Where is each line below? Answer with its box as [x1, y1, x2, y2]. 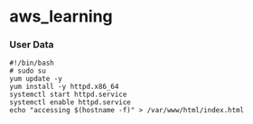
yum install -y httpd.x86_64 [9, 83, 119, 92]
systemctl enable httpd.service [9, 98, 131, 107]
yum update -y [9, 75, 63, 84]
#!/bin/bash [9, 58, 54, 68]
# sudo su [9, 66, 47, 75]
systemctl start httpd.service [9, 90, 127, 100]
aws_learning [9, 6, 113, 27]
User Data [9, 39, 54, 51]
